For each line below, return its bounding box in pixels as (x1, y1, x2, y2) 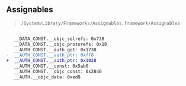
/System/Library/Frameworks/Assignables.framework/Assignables (20, 20, 181, 26)
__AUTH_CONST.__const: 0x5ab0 (14, 63, 89, 70)
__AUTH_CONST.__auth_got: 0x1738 (14, 47, 97, 52)
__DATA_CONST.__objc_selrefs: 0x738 (14, 35, 105, 42)
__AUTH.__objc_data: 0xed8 (14, 74, 81, 80)
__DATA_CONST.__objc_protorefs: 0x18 (14, 41, 108, 47)
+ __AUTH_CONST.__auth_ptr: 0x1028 (6, 58, 97, 64)
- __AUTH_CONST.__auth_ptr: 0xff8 (6, 52, 94, 58)
